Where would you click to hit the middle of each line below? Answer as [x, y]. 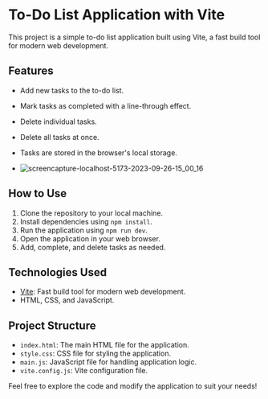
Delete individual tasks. [59, 121]
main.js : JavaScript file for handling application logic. [108, 362]
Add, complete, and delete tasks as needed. [93, 247]
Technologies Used [57, 272]
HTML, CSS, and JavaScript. [67, 300]
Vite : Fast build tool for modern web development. [103, 292]
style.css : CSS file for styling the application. [95, 354]
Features [31, 71]
